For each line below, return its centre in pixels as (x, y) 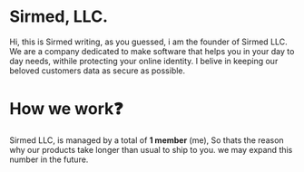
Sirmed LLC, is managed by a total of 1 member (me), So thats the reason (147, 140)
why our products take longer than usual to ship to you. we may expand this (151, 149)
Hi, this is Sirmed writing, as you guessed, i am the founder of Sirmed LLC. (148, 42)
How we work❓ (67, 109)
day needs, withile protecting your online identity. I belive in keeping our (144, 61)
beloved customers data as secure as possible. (98, 71)
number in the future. (49, 159)
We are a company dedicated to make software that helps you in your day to (152, 51)
